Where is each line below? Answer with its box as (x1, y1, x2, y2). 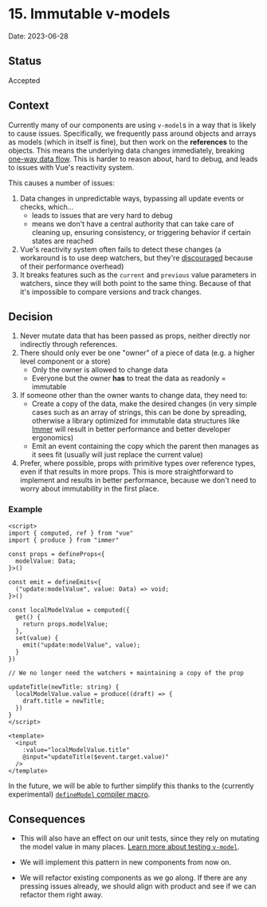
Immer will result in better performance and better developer (31, 424, 231, 434)
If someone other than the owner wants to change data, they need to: (19, 391, 249, 400)
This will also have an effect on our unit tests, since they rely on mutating (19, 833, 260, 843)
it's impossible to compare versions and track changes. (19, 287, 202, 296)
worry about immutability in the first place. (19, 484, 159, 494)
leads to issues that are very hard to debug (31, 210, 173, 220)
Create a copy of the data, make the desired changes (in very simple (31, 399, 257, 408)
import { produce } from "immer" (8, 536, 120, 544)
